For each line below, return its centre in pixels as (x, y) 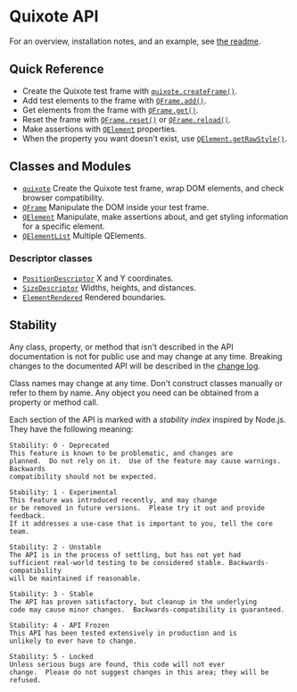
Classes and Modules (70, 167)
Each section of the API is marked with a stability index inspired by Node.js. (148, 419)
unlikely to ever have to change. (74, 641)
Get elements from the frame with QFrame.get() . (110, 110)
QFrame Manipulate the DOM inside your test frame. (115, 207)
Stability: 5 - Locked (51, 656)
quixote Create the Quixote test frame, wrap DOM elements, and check (153, 188)
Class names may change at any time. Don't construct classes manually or (146, 383)
